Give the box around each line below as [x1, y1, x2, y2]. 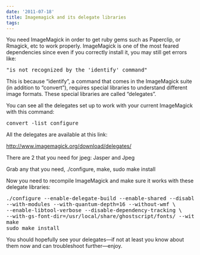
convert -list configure [6, 120, 79, 127]
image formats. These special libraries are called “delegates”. [6, 91, 157, 98]
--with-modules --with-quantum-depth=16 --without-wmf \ [6, 201, 176, 208]
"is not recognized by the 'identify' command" [6, 67, 148, 73]
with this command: [6, 108, 55, 116]
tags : [6, 20, 20, 26]
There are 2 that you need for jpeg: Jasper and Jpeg [6, 154, 135, 161]
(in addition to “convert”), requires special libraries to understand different [6, 84, 187, 91]
